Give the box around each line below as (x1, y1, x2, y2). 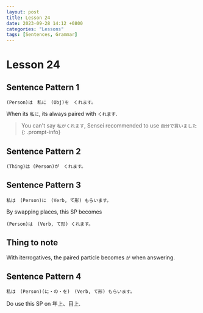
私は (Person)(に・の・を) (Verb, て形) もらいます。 (6, 289, 135, 295)
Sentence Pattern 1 (6, 82, 80, 92)
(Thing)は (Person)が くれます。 (6, 163, 87, 170)
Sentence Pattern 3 (6, 180, 81, 190)
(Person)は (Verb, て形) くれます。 (6, 221, 93, 227)
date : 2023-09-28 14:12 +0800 (6, 20, 84, 26)
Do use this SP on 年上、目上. (6, 300, 81, 308)
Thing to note (6, 237, 59, 248)
